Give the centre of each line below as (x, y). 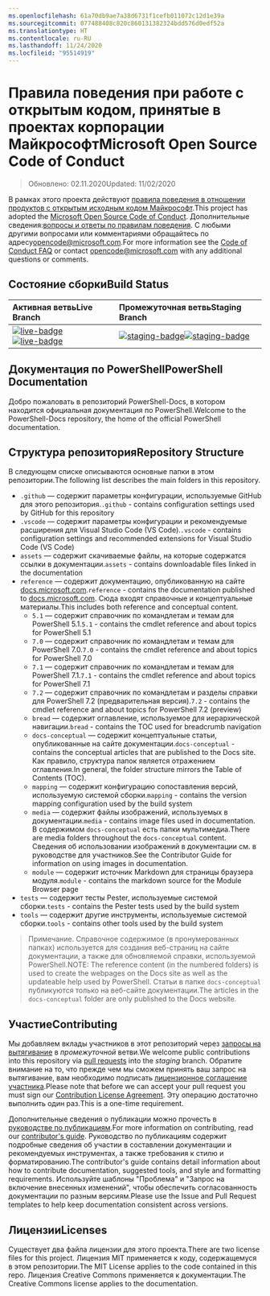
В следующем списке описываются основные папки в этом (111, 472)
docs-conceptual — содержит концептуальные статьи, (124, 735)
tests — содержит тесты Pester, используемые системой (119, 898)
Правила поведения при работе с (126, 93)
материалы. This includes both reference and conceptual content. (129, 607)
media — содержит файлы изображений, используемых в (130, 812)
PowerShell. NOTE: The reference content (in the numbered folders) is (143, 965)
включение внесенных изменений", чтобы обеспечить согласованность (133, 1187)
